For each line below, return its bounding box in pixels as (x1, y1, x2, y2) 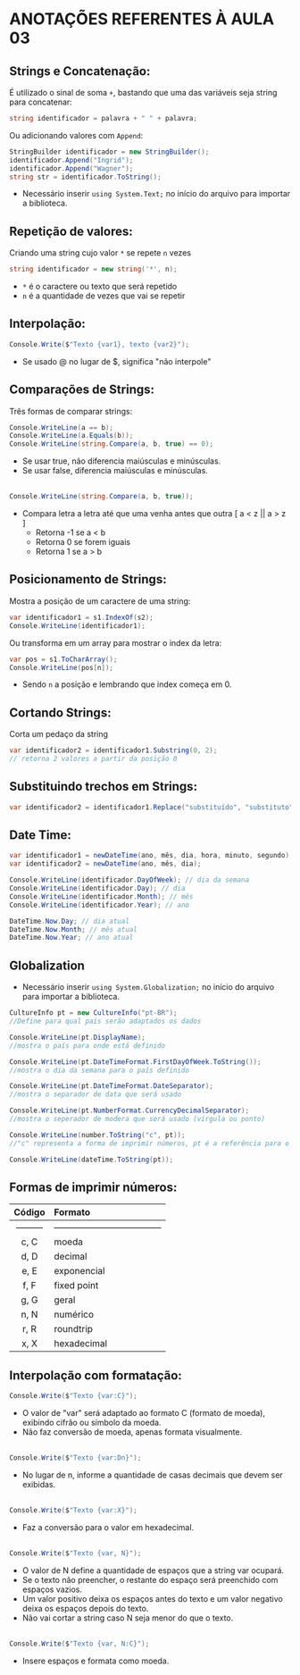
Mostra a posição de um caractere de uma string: (9, 595, 191, 607)
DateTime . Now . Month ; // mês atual (9, 925, 138, 934)
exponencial (54, 1265, 105, 1277)
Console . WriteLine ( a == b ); (9, 423, 114, 432)
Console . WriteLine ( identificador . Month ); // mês (9, 892, 194, 901)
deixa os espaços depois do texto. (21, 1603, 149, 1613)
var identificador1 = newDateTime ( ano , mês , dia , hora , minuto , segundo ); (9, 851, 294, 860)
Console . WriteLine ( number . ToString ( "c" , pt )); (9, 1130, 186, 1139)
